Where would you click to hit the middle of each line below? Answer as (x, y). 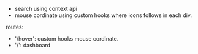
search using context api (46, 9)
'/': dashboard (32, 45)
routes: (15, 27)
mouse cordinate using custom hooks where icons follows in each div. (103, 15)
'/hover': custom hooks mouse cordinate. (67, 39)
